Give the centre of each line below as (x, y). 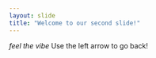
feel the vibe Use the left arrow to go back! (79, 45)
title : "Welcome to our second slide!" (75, 23)
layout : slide (32, 15)
